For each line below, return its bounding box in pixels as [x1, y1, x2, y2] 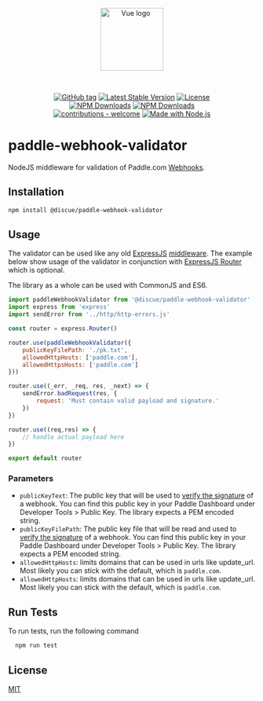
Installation [8, 185, 64, 199]
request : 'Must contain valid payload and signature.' [36, 397, 220, 405]
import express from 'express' [8, 303, 111, 311]
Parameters [8, 473, 53, 484]
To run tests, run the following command [8, 626, 139, 636]
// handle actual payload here [22, 433, 125, 441]
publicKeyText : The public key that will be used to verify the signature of [19, 491, 254, 501]
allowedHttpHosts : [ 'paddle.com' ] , [22, 354, 139, 362]
